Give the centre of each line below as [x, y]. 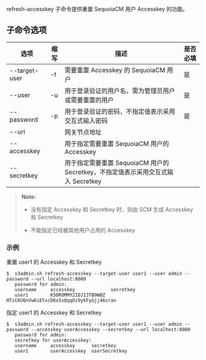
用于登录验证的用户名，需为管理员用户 [120, 91]
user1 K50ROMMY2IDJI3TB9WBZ [60, 295]
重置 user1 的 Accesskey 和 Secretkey [54, 262]
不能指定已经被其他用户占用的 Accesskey [83, 230]
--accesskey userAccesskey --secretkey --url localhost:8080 [111, 330]
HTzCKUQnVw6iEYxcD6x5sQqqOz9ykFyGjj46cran [61, 301]
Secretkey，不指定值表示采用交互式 [116, 172]
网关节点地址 [83, 132]
